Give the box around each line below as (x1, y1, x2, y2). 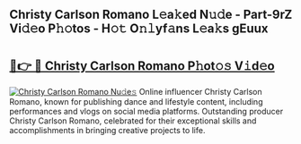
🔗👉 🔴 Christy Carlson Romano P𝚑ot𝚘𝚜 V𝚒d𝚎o (9, 58, 276, 73)
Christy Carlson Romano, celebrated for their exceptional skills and (9, 115, 257, 126)
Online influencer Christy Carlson (138, 87, 262, 97)
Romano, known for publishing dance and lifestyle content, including (9, 97, 263, 106)
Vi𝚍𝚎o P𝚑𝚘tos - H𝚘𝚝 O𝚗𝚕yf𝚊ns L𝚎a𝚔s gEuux (9, 21, 269, 37)
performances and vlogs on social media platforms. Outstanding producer (9, 106, 284, 116)
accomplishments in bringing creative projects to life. (9, 125, 206, 135)
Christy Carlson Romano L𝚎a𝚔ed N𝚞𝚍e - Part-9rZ (9, 7, 293, 22)
